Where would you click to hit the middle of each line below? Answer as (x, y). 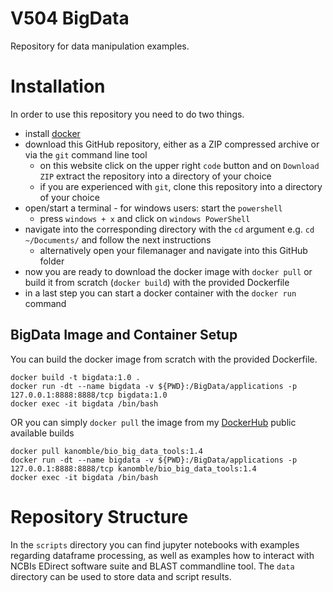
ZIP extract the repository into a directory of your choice (155, 176)
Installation (58, 86)
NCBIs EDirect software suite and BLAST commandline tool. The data (152, 566)
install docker (52, 133)
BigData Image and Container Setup (124, 335)
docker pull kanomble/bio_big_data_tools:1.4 (106, 451)
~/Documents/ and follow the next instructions (118, 239)
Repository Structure (99, 516)
